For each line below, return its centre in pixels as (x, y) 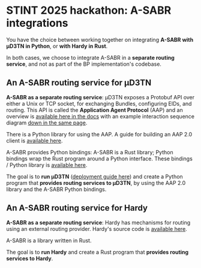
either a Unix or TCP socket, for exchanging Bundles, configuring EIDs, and (99, 103)
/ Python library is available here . (47, 165)
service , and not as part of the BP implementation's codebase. (84, 64)
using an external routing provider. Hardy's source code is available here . (97, 229)
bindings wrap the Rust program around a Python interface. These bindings (100, 159)
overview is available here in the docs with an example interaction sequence (100, 116)
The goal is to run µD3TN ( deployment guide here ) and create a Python (94, 176)
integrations (37, 23)
